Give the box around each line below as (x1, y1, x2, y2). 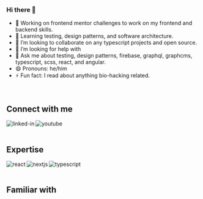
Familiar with (6, 185, 57, 195)
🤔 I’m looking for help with (15, 45, 81, 53)
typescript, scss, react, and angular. (15, 58, 106, 66)
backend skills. (15, 26, 53, 33)
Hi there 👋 (6, 6, 37, 14)
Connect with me (6, 103, 73, 114)
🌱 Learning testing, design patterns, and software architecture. (15, 32, 174, 40)
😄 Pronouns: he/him (15, 65, 67, 72)
